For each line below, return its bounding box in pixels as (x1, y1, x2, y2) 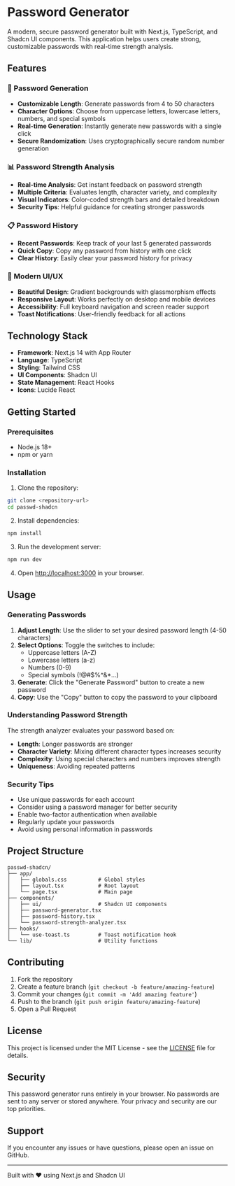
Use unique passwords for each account (17, 796, 135, 804)
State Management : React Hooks (17, 379, 115, 387)
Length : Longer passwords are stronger (17, 740, 133, 748)
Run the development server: (17, 542, 101, 551)
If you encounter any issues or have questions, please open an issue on (7, 1143, 214, 1152)
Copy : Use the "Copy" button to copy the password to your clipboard (17, 693, 218, 701)
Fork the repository (17, 975, 73, 983)
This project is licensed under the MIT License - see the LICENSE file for (7, 1043, 215, 1052)
